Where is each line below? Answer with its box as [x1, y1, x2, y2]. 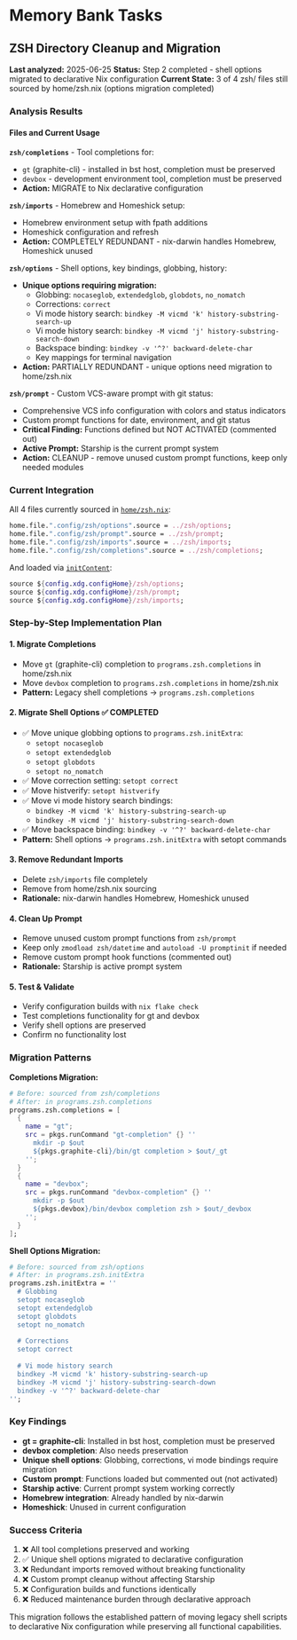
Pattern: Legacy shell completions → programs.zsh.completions [21, 687, 255, 698]
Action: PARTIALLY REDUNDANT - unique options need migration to [21, 361, 273, 373]
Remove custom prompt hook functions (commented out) [21, 951, 232, 963]
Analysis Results [9, 105, 83, 117]
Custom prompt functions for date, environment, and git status [21, 414, 251, 426]
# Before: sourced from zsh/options [9, 1262, 145, 1272]
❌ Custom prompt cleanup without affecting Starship [21, 1574, 215, 1584]
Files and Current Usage [9, 127, 100, 138]
